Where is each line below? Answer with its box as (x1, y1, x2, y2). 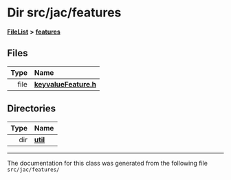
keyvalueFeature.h (34, 79, 96, 89)
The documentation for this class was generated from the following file (7, 159, 208, 167)
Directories (7, 103, 56, 115)
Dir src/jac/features (7, 5, 122, 21)
